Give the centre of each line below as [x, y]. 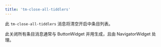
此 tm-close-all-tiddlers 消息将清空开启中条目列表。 [59, 23]
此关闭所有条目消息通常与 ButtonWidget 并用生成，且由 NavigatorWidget [78, 34]
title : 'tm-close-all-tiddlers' [38, 9]
